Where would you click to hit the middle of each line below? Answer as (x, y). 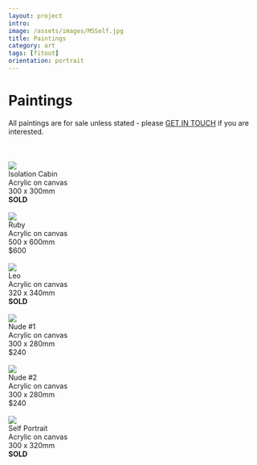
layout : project (35, 16)
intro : (19, 23)
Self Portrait (28, 428)
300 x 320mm (32, 445)
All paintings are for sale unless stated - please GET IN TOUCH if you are (128, 122)
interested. (26, 131)
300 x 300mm (32, 191)
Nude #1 (22, 326)
